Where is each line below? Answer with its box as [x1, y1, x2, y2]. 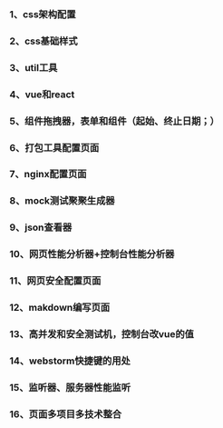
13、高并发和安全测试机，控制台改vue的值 [9, 327, 195, 340]
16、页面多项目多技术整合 [9, 407, 122, 420]
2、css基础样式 [9, 35, 79, 47]
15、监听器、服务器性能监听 [9, 381, 131, 393]
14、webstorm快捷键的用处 [9, 354, 131, 367]
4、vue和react [9, 88, 75, 101]
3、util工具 [9, 61, 58, 74]
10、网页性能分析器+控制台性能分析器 [9, 248, 175, 261]
